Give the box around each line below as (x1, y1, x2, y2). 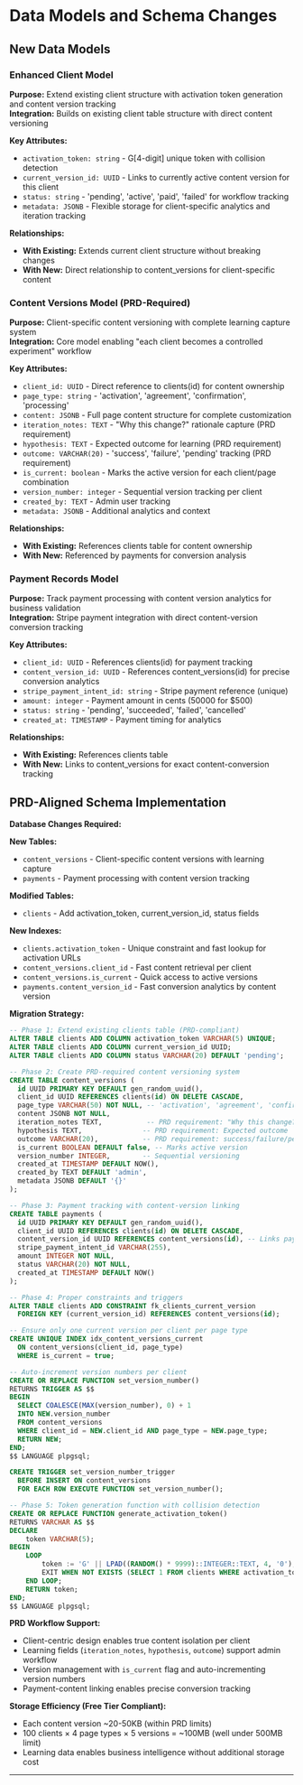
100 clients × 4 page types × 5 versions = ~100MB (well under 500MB (22, 1728, 283, 1739)
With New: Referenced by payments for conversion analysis (22, 550, 247, 561)
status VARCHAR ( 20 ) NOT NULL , (17, 1260, 131, 1269)
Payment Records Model (9, 572, 119, 585)
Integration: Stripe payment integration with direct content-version (9, 612, 259, 623)
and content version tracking (9, 98, 116, 109)
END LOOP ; (25, 1576, 63, 1585)
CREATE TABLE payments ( (9, 1209, 103, 1219)
